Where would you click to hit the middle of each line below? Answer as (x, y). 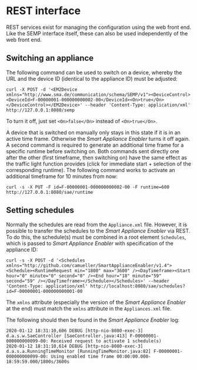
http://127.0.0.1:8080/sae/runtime (50, 192)
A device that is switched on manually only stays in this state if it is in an (94, 132)
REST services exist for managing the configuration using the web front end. (99, 27)
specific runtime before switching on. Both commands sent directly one (93, 151)
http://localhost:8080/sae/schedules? (138, 286)
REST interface (44, 11)
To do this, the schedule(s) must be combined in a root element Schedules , (96, 237)
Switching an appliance (50, 58)
